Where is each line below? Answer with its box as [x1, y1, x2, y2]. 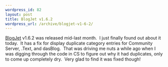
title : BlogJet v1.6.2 [5, 16, 53, 21]
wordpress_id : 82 [5, 7, 42, 12]
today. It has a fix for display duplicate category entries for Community [5, 40, 153, 46]
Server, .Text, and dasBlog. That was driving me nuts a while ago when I [5, 45, 156, 51]
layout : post [5, 12, 33, 17]
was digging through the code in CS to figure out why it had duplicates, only [5, 51, 163, 57]
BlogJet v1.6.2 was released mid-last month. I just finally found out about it [5, 35, 161, 41]
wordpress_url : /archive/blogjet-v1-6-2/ [5, 21, 94, 26]
